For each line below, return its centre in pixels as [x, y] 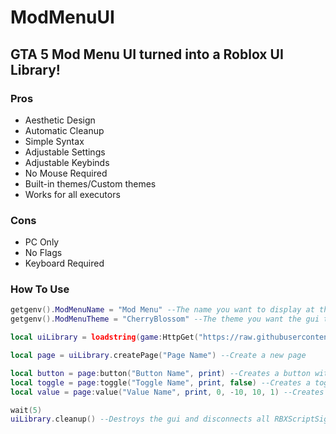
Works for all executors [72, 194]
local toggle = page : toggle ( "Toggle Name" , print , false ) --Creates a [160, 382]
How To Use [40, 289]
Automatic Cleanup [64, 130]
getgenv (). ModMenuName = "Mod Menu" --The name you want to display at [162, 310]
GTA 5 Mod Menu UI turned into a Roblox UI [147, 54]
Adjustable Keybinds [67, 162]
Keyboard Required [64, 263]
